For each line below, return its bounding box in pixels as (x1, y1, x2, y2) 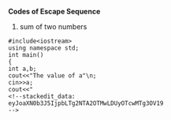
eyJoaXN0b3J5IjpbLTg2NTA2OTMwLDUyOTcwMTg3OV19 (8, 99, 164, 107)
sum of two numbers (19, 22, 87, 31)
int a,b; (8, 65, 37, 73)
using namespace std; (8, 44, 80, 52)
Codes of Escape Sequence (8, 7, 101, 16)
